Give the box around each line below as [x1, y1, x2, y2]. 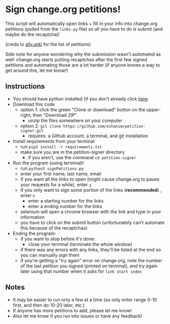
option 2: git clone [20, 122, 61, 129]
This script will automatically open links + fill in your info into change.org [5, 20, 157, 27]
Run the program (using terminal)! [12, 160, 84, 166]
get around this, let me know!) [5, 67, 68, 73]
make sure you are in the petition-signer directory [20, 149, 125, 155]
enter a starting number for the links [28, 197, 104, 204]
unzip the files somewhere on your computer [28, 117, 123, 123]
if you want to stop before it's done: [20, 236, 95, 242]
